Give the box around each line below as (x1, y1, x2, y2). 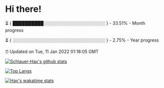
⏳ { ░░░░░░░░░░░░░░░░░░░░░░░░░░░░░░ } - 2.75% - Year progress (5, 37, 159, 43)
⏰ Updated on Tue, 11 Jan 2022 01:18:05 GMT (5, 48, 99, 54)
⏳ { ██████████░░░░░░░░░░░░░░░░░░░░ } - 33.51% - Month (5, 20, 146, 26)
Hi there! (5, 3, 42, 15)
